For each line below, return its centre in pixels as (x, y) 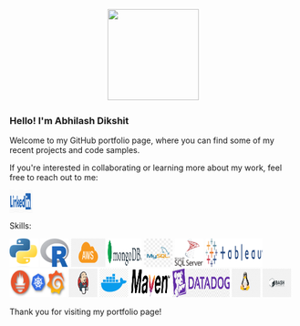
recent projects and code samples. (75, 150)
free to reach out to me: (54, 178)
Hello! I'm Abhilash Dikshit (69, 120)
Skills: (21, 226)
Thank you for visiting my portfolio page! (86, 312)
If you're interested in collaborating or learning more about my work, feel (146, 168)
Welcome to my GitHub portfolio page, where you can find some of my (142, 140)
